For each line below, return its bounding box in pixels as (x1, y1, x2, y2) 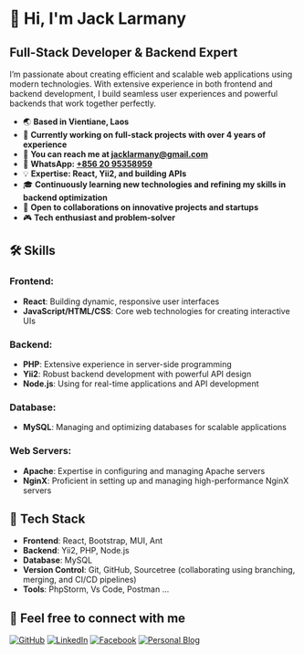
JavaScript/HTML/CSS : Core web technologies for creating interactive (22, 305, 290, 316)
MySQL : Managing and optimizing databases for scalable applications (22, 422, 288, 433)
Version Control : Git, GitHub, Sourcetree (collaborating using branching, (22, 564, 296, 575)
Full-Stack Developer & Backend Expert (9, 45, 238, 60)
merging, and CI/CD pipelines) (22, 575, 137, 585)
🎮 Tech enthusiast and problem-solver (22, 212, 176, 223)
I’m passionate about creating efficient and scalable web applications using (9, 69, 293, 79)
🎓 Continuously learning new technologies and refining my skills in (22, 179, 287, 190)
